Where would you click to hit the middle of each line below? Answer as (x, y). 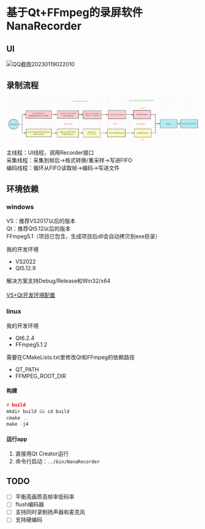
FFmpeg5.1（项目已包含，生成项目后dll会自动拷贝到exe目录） (84, 237)
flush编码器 (30, 504)
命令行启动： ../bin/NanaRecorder (57, 461)
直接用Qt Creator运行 (42, 454)
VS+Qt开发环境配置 (31, 295)
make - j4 (17, 425)
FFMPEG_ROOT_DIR (40, 376)
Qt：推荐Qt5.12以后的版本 (39, 229)
